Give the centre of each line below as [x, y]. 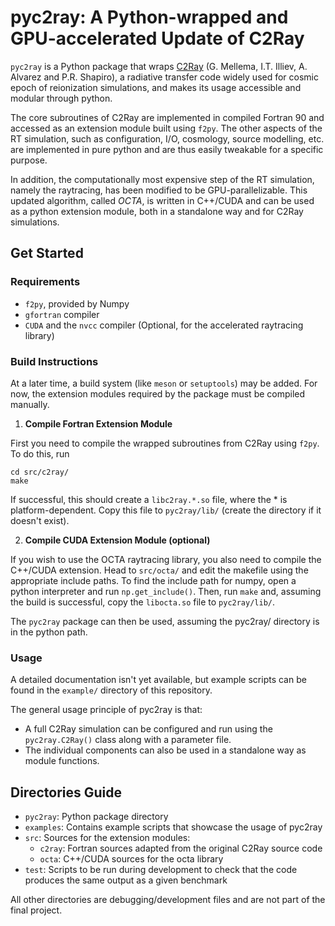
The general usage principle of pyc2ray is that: [106, 710]
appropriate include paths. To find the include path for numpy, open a [153, 580]
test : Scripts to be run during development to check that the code [161, 870]
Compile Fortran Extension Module [98, 423]
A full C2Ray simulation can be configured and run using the [148, 729]
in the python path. [49, 632]
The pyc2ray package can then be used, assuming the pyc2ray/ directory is [165, 621]
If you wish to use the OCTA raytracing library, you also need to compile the [166, 559]
